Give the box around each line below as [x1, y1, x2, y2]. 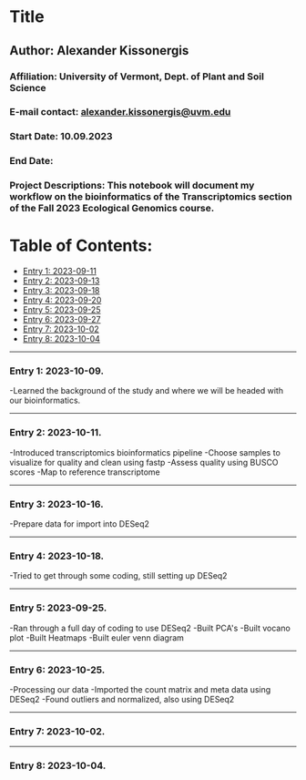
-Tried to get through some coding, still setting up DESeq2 [9, 570, 228, 581]
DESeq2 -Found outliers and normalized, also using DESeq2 [9, 693, 235, 704]
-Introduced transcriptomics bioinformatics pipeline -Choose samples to [9, 446, 280, 457]
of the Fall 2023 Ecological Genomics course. [9, 202, 215, 215]
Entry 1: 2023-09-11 [22, 266, 97, 277]
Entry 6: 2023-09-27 [22, 314, 101, 325]
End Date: [9, 155, 54, 168]
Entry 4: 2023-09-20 [22, 294, 102, 306]
